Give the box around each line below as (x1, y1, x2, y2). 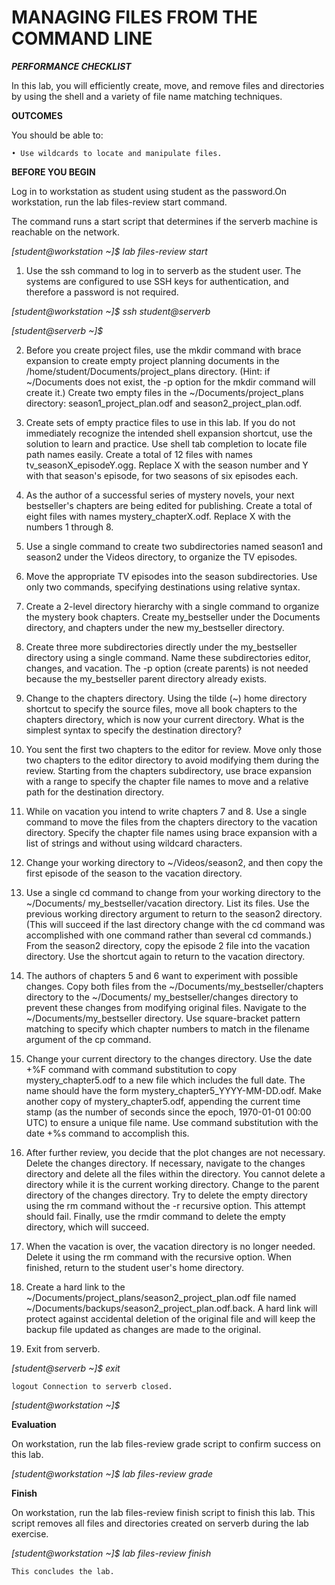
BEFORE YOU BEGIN (11, 166, 96, 178)
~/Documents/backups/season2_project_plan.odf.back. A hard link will (25, 1302, 318, 1314)
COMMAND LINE (11, 27, 153, 50)
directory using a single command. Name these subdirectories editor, (25, 651, 311, 663)
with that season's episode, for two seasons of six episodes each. (25, 469, 299, 481)
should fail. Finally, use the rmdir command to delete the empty (25, 1210, 286, 1222)
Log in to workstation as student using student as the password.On (11, 185, 288, 197)
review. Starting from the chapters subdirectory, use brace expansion (25, 764, 313, 776)
